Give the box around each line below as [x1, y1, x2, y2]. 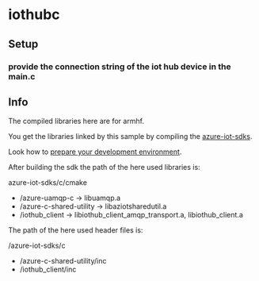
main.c [8, 71, 36, 82]
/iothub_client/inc [19, 264, 77, 275]
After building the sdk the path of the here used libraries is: [8, 163, 200, 172]
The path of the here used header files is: [8, 225, 143, 235]
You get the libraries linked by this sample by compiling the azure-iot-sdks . [8, 132, 253, 141]
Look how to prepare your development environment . [8, 147, 182, 156]
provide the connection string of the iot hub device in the [8, 61, 231, 72]
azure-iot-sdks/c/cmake [8, 178, 87, 187]
